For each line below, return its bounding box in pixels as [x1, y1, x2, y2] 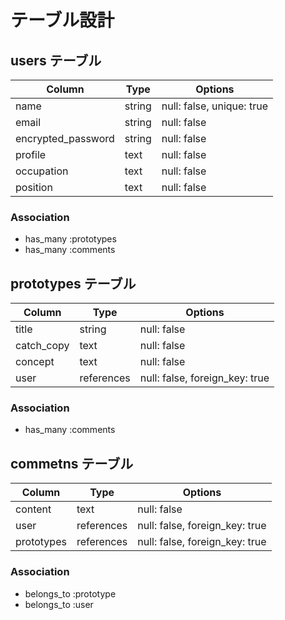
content [15, 502, 52, 516]
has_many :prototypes [24, 233, 117, 245]
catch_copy [15, 339, 70, 353]
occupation [15, 164, 69, 178]
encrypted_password [15, 132, 115, 145]
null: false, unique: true [161, 99, 268, 113]
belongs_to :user [24, 598, 94, 610]
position [15, 181, 53, 194]
